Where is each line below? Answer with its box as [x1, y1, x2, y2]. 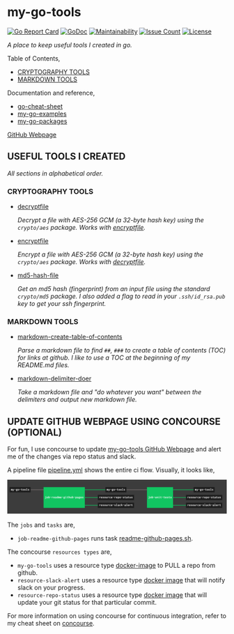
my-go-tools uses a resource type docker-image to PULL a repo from [17, 561, 216, 569]
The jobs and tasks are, [7, 520, 75, 529]
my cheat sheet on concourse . [7, 619, 95, 627]
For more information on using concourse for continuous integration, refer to [7, 611, 227, 620]
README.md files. [17, 361, 70, 369]
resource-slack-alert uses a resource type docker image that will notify [17, 575, 226, 584]
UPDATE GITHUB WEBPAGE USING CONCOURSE [7, 415, 221, 427]
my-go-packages [17, 116, 68, 125]
